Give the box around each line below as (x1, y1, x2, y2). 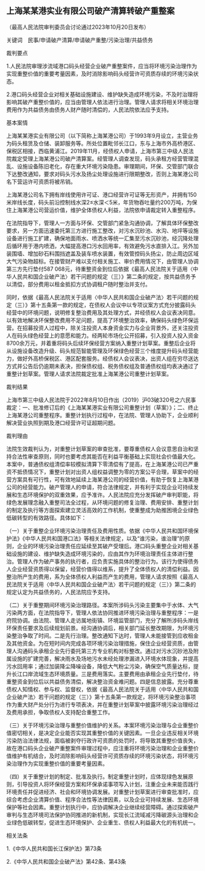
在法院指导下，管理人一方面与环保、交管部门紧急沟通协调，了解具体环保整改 (6, 219, 199, 227)
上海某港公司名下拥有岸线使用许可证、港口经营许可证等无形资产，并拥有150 (6, 190, 197, 198)
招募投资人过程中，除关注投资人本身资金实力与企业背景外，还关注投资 (22, 324, 199, 331)
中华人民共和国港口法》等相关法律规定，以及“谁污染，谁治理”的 (24, 535, 185, 542)
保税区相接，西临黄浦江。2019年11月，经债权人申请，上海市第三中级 (6, 147, 178, 154)
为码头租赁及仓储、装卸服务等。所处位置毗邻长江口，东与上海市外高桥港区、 (6, 140, 199, 147)
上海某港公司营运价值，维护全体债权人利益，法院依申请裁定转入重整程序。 (11, 206, 199, 213)
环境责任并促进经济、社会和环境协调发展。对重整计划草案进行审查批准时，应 (6, 788, 199, 795)
